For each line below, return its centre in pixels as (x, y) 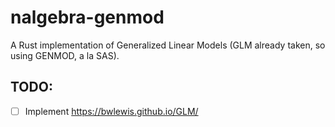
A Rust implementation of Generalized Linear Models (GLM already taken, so (168, 45)
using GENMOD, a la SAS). (65, 55)
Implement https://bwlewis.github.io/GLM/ (111, 111)
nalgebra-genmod (87, 17)
